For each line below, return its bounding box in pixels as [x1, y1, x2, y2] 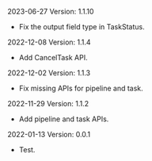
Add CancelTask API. [18, 53, 88, 62]
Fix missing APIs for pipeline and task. [18, 83, 143, 93]
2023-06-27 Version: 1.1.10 [7, 7, 94, 16]
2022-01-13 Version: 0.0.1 [7, 130, 91, 139]
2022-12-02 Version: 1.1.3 [7, 68, 91, 78]
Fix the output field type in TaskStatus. [18, 22, 145, 31]
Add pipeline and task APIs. [18, 114, 109, 124]
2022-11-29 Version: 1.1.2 [7, 99, 89, 108]
